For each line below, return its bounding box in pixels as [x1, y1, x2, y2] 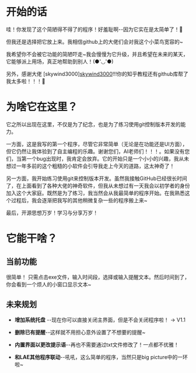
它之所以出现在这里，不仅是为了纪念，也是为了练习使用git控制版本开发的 [6, 120, 181, 127]
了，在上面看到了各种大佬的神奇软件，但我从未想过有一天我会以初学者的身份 [6, 182, 190, 189]
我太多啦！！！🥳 [6, 77, 45, 85]
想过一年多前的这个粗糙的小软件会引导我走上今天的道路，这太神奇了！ [6, 162, 175, 170]
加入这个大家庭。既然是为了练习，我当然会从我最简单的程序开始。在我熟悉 [6, 189, 185, 196]
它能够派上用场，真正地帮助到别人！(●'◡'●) [6, 58, 114, 65]
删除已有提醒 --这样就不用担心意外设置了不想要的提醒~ [14, 329, 146, 336]
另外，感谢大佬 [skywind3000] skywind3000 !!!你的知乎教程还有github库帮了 [6, 70, 188, 77]
